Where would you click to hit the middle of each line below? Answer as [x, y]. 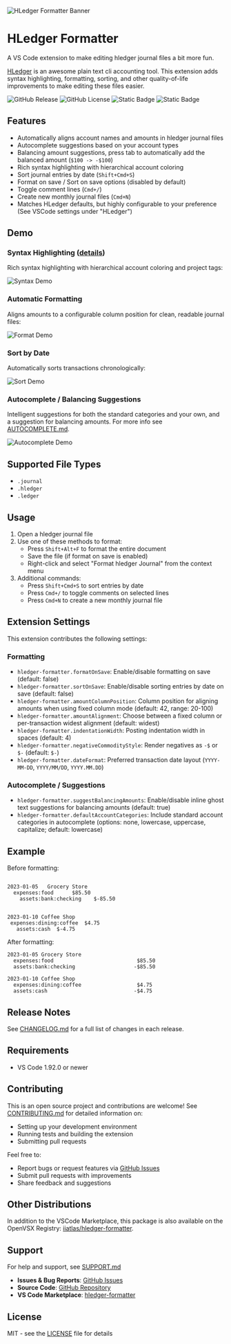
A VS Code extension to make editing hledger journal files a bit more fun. [111, 57]
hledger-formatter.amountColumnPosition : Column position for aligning [118, 701]
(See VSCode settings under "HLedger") [75, 211]
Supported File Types [54, 464]
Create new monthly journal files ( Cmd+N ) [74, 197]
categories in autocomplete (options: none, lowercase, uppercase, [111, 822]
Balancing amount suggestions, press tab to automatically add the [111, 152]
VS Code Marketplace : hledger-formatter [76, 1295]
